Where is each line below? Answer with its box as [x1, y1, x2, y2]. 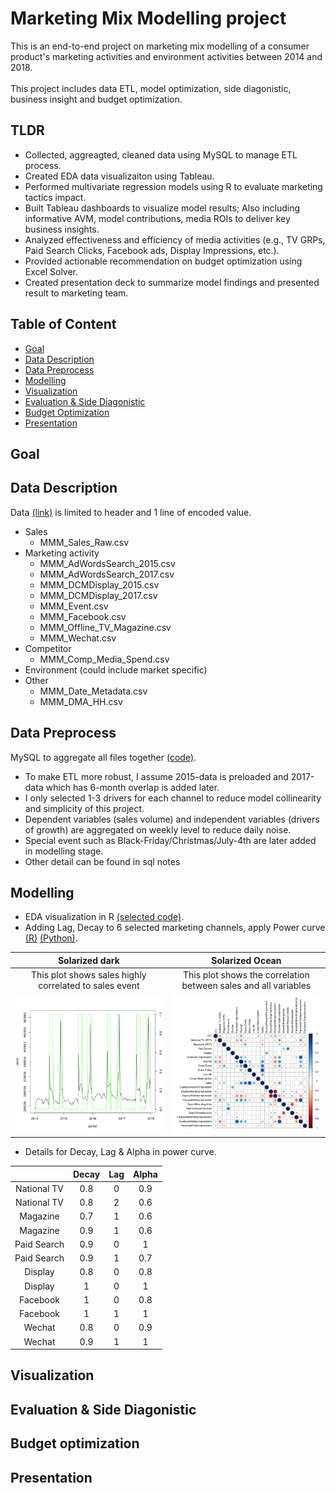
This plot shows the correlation [182, 969, 310, 981]
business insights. [24, 223, 100, 235]
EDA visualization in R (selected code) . [24, 911, 185, 923]
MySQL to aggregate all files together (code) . [10, 751, 197, 763]
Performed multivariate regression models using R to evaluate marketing [24, 180, 323, 192]
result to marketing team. [24, 287, 129, 299]
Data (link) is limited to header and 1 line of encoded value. [10, 506, 252, 518]
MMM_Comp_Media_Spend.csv [39, 653, 170, 665]
